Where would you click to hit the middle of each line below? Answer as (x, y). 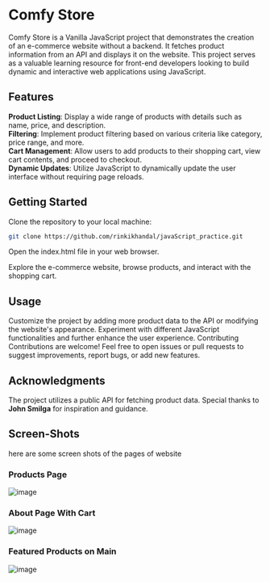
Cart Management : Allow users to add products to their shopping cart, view (135, 150)
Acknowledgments (57, 380)
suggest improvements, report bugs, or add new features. (104, 355)
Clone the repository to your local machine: (80, 221)
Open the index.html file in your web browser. (84, 251)
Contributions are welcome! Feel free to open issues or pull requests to (126, 347)
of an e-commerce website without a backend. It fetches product (116, 45)
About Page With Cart (52, 513)
